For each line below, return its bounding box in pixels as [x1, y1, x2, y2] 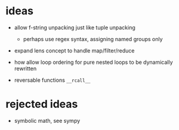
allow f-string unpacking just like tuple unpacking [14, 24, 135, 31]
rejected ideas [5, 97, 78, 111]
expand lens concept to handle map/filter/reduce [14, 47, 135, 54]
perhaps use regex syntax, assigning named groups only [23, 35, 163, 42]
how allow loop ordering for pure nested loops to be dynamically [14, 58, 174, 66]
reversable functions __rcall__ [14, 76, 91, 83]
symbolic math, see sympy [14, 117, 81, 124]
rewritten [14, 64, 37, 72]
